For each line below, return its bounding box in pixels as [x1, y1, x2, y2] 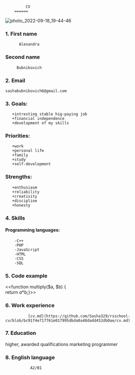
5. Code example [5, 272, 48, 279]
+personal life [12, 148, 44, 153]
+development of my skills [12, 120, 70, 126]
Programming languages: [5, 227, 60, 233]
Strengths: [5, 173, 32, 180]
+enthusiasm [12, 185, 38, 190]
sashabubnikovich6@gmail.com [5, 88, 67, 93]
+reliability [12, 189, 40, 195]
